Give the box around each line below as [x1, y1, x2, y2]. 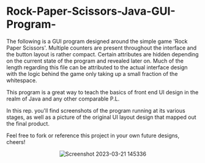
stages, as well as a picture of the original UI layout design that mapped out [6, 113, 197, 121]
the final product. [6, 119, 50, 127]
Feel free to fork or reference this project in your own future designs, [6, 132, 179, 139]
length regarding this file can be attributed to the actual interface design [6, 63, 188, 71]
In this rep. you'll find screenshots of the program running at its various [6, 107, 185, 114]
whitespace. [6, 77, 37, 84]
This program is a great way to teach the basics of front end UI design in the [6, 88, 199, 96]
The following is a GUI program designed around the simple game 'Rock [6, 37, 188, 45]
